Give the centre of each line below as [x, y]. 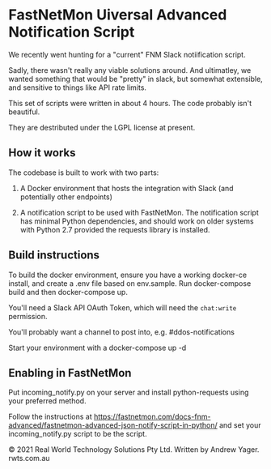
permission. [28, 316]
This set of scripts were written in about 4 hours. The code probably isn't [130, 103]
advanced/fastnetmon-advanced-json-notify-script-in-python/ [113, 425]
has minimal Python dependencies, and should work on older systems [137, 221]
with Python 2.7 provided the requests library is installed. [115, 229]
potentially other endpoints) [66, 197]
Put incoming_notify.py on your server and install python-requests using [129, 392]
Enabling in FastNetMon [70, 373]
